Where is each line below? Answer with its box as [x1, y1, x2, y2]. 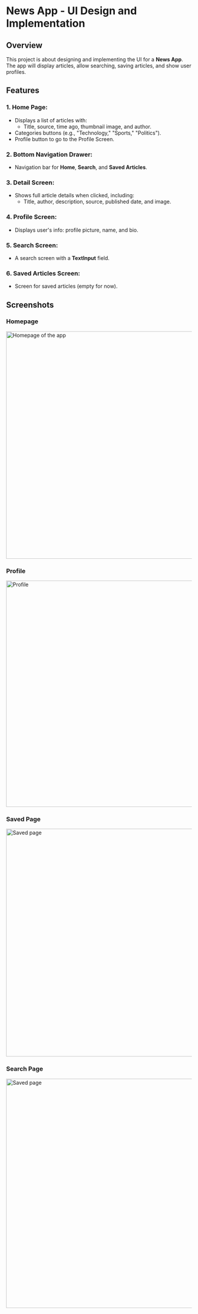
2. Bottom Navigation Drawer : [6, 150, 93, 158]
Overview [6, 40, 43, 50]
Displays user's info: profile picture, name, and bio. [14, 226, 138, 233]
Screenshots [6, 300, 54, 310]
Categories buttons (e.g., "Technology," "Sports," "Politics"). [14, 129, 161, 136]
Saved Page [6, 815, 41, 824]
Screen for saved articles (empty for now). [14, 282, 118, 290]
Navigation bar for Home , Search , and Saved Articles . [14, 164, 147, 171]
